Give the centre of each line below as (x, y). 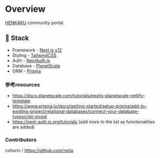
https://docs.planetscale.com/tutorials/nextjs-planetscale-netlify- (79, 96)
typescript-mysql (30, 117)
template (21, 101)
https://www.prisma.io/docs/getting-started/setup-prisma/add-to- (80, 106)
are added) (23, 127)
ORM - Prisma (26, 71)
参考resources (23, 85)
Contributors (21, 140)
